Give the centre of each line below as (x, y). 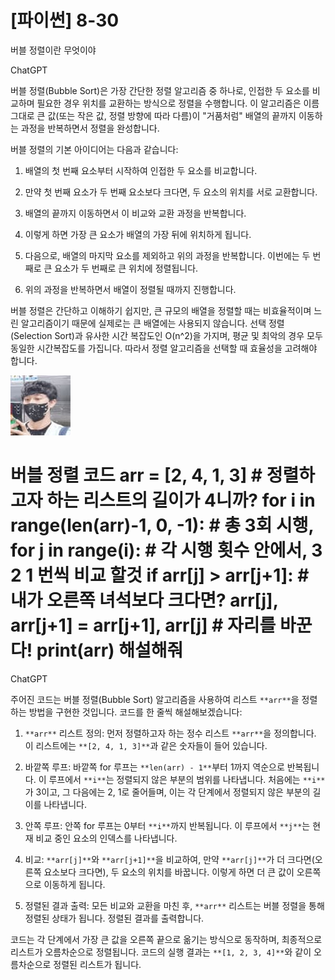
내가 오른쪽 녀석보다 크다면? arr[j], (144, 600)
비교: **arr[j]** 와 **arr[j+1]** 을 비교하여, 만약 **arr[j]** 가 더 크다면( (169, 859)
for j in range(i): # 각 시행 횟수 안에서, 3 (166, 550)
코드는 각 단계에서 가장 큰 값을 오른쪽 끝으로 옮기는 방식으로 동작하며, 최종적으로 (166, 939)
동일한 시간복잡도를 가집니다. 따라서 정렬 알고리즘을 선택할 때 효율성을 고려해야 (164, 348)
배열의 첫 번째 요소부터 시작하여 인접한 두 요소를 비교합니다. (141, 170)
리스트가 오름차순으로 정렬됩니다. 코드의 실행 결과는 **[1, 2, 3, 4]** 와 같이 (161, 952)
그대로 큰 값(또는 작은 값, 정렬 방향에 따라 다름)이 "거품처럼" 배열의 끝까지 (153, 115)
